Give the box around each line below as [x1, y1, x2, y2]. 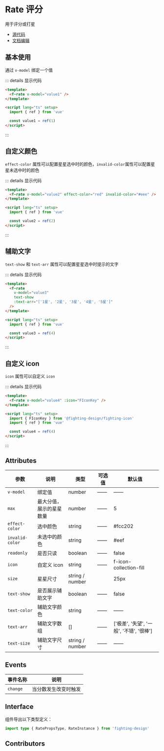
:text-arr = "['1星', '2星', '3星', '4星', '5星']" [14, 299, 113, 305]
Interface [5, 703, 34, 711]
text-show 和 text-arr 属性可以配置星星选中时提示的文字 [5, 261, 119, 267]
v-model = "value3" [14, 291, 49, 295]
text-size [7, 640, 30, 646]
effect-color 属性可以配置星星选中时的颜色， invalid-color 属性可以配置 [5, 161, 151, 167]
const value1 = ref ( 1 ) [9, 119, 56, 124]
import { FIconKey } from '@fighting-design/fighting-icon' [9, 416, 134, 421]
